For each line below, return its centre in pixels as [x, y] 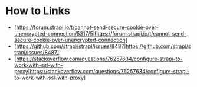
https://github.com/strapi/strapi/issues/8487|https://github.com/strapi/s [104, 46]
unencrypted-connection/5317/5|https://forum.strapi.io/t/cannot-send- [100, 33]
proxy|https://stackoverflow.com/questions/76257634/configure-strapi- [101, 71]
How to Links [38, 11]
